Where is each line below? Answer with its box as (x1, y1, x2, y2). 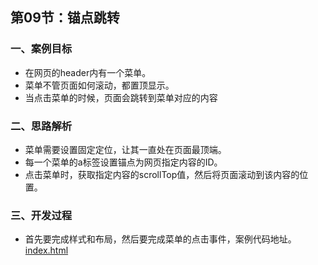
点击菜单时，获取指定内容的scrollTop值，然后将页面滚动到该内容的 (24, 168, 300, 180)
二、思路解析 (10, 119, 73, 133)
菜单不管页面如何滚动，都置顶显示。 (24, 79, 175, 91)
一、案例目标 (10, 42, 73, 56)
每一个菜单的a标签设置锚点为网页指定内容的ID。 (24, 156, 223, 168)
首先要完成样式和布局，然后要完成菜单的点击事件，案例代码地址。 (24, 233, 297, 245)
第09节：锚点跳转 (10, 9, 120, 27)
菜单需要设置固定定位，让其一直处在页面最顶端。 (24, 143, 227, 155)
